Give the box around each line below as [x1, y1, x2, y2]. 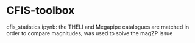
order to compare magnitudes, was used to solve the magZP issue [6, 29, 173, 36]
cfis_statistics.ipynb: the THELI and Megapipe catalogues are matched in [6, 23, 190, 30]
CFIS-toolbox [6, 4, 75, 17]
